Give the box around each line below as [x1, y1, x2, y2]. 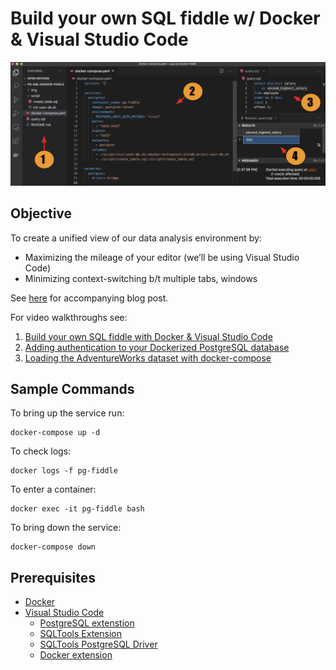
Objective [10, 205, 73, 222]
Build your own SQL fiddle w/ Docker [10, 7, 321, 30]
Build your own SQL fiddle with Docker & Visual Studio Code [24, 330, 273, 342]
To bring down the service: [10, 522, 122, 534]
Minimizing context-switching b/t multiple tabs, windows [24, 272, 258, 284]
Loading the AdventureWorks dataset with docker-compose [24, 352, 272, 364]
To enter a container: [10, 483, 97, 496]
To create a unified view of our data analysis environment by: [10, 232, 262, 244]
